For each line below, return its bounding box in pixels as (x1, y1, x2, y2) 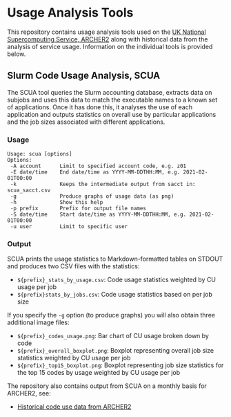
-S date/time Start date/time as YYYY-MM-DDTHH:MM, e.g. (10, 211, 187, 219)
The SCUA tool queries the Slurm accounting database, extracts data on (7, 88, 212, 96)
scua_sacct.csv (7, 187, 51, 194)
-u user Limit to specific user (10, 223, 128, 230)
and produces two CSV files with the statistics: (7, 262, 140, 270)
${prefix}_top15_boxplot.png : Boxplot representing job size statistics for (17, 361, 224, 369)
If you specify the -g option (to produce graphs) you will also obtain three (7, 311, 216, 319)
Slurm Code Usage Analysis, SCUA (7, 70, 161, 82)
